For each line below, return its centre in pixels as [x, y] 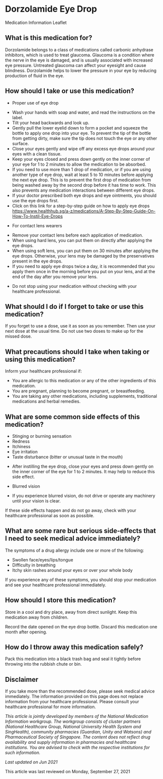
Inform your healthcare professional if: [43, 371]
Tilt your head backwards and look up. [51, 123]
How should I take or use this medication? [70, 91]
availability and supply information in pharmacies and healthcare [71, 742]
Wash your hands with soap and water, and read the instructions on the [84, 112]
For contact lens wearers [37, 225]
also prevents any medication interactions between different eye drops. [83, 190]
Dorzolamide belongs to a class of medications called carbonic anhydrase [79, 49]
